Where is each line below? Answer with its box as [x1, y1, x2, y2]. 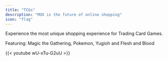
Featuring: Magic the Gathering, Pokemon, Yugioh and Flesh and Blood [5, 40, 155, 46]
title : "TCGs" [5, 7, 36, 13]
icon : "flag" [5, 17, 33, 22]
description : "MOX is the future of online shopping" [5, 12, 123, 17]
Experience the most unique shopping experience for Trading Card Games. [5, 31, 163, 37]
